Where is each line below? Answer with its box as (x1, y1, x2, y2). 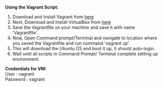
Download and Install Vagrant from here (12, 14, 94, 19)
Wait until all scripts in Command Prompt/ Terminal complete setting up (12, 51, 158, 57)
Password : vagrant (5, 77, 45, 82)
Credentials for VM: (5, 66, 47, 72)
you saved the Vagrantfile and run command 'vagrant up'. (12, 40, 130, 46)
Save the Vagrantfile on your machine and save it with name (12, 24, 135, 30)
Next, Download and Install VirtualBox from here (12, 19, 111, 25)
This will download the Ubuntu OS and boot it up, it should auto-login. (12, 46, 155, 51)
